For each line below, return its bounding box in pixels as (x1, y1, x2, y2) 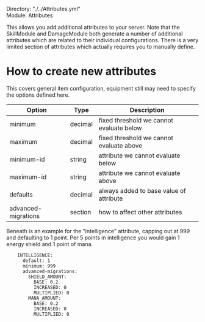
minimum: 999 (22, 263, 56, 269)
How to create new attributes (6, 64, 157, 78)
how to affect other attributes (98, 208, 182, 216)
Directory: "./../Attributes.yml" (6, 6, 81, 12)
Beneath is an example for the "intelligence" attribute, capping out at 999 (6, 227, 190, 234)
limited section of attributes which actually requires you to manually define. (6, 43, 195, 50)
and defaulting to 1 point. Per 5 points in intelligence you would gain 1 (6, 234, 180, 241)
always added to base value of (98, 186, 186, 195)
